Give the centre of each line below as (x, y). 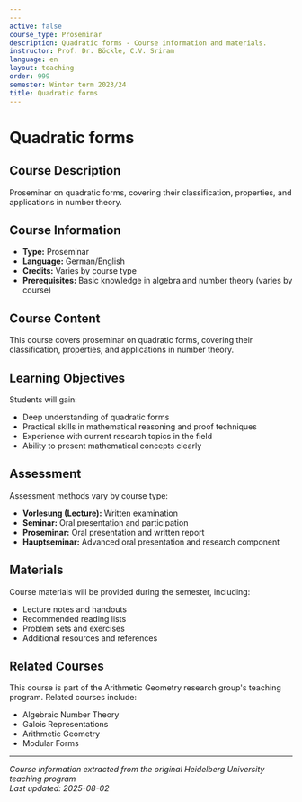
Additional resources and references (90, 638)
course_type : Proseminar (56, 34)
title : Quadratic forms (54, 93)
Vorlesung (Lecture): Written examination (100, 513)
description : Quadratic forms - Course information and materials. (138, 43)
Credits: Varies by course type (80, 271)
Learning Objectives (67, 378)
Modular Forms (50, 743)
